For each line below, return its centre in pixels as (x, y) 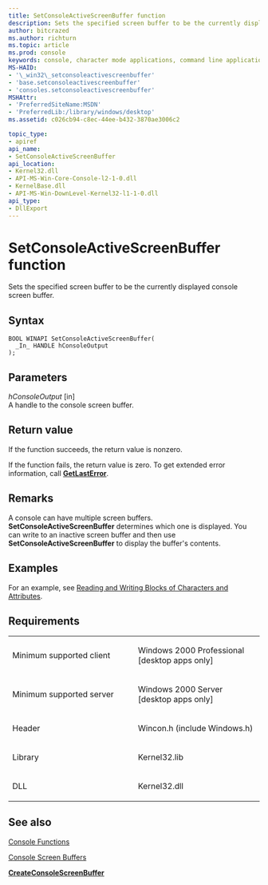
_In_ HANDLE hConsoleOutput (62, 346)
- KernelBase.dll (37, 186)
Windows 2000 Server (181, 689)
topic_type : (28, 134)
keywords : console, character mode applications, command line (116, 61)
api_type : (25, 200)
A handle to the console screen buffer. (71, 405)
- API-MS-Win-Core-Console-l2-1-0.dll (73, 179)
